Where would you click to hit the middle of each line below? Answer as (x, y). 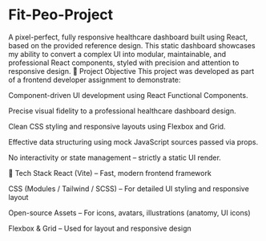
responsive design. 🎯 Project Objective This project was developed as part (131, 71)
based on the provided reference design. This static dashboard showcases (132, 45)
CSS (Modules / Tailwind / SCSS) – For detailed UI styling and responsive (129, 188)
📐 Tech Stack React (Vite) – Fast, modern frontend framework (110, 173)
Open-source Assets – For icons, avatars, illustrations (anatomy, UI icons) (129, 212)
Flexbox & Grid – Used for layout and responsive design (100, 228)
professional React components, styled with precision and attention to (124, 63)
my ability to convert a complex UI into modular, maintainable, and (117, 54)
